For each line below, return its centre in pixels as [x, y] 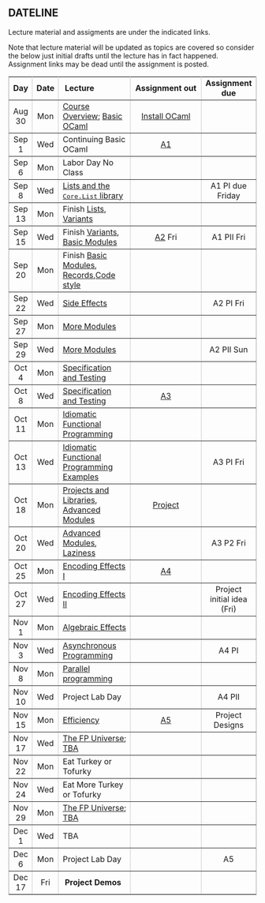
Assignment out [166, 88]
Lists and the [86, 185]
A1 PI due [228, 185]
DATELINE [34, 13]
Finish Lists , [84, 208]
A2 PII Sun [228, 349]
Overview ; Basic [93, 116]
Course [76, 106]
